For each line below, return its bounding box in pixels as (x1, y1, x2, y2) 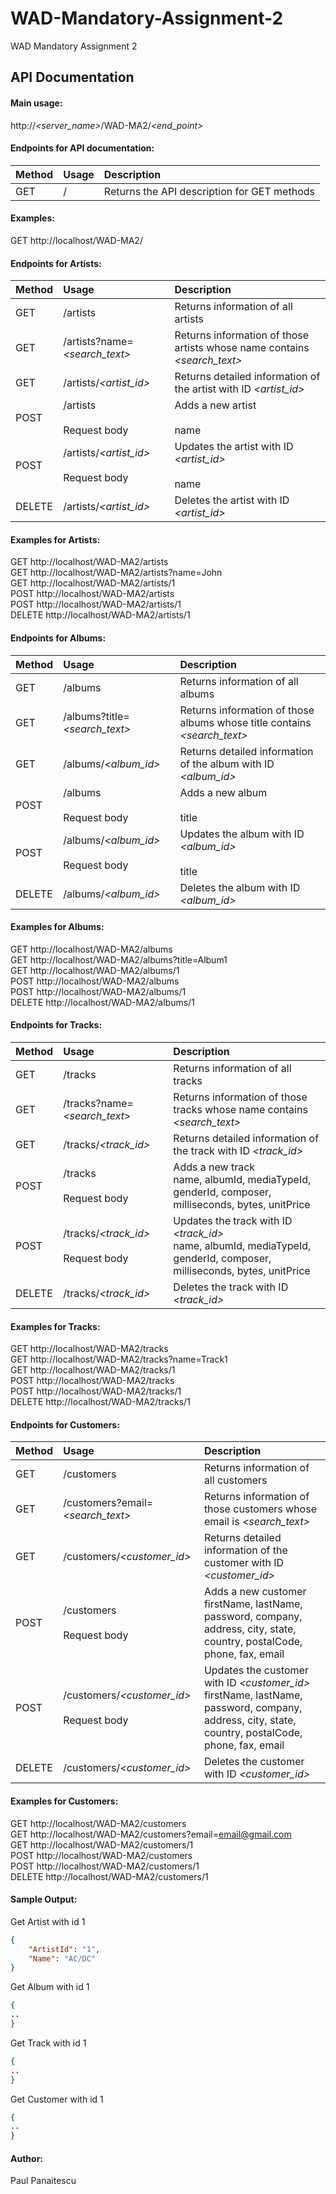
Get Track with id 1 (10, 2037, 87, 2049)
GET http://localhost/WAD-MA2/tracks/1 (10, 1364, 176, 1376)
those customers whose (203, 1502, 317, 1516)
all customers (203, 1473, 268, 1487)
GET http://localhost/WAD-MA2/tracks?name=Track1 (10, 1353, 228, 1366)
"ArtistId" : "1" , (28, 1944, 101, 1954)
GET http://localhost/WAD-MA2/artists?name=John (10, 567, 223, 579)
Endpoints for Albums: (10, 632, 107, 644)
